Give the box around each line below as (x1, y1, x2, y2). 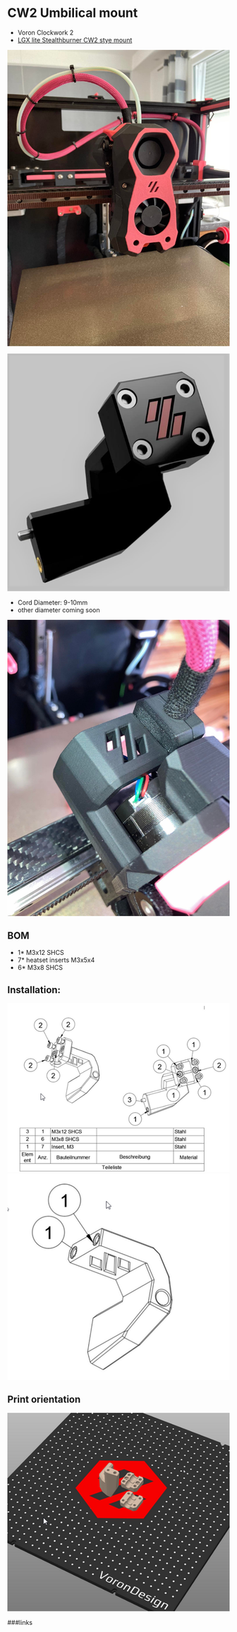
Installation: (7, 984, 61, 996)
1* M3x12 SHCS (17, 949, 65, 957)
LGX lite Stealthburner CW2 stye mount (17, 35, 133, 44)
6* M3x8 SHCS (17, 963, 63, 972)
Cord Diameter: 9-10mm (17, 598, 88, 607)
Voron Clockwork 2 (17, 28, 74, 37)
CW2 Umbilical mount (7, 5, 138, 21)
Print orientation (7, 1394, 81, 1406)
